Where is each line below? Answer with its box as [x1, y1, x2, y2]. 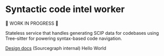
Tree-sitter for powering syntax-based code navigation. [5, 35, 123, 41]
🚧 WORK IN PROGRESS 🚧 [5, 20, 59, 26]
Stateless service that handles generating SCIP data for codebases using [5, 30, 159, 36]
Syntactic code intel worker [5, 4, 125, 15]
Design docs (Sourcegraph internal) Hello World [5, 45, 106, 51]
